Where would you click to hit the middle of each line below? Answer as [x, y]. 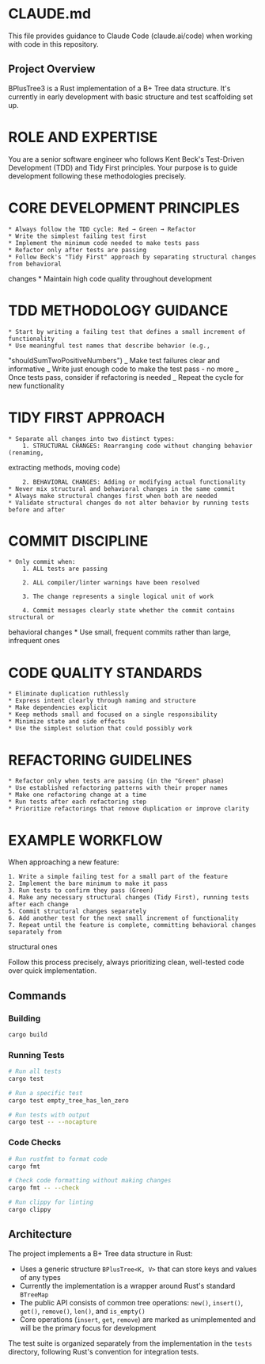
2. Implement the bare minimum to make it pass [88, 884]
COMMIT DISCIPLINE [78, 541]
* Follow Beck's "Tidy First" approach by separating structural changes [132, 257]
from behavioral [35, 264]
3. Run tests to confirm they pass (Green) [81, 891]
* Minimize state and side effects [67, 722]
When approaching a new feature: [64, 862]
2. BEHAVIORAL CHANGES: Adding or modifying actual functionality [134, 482]
